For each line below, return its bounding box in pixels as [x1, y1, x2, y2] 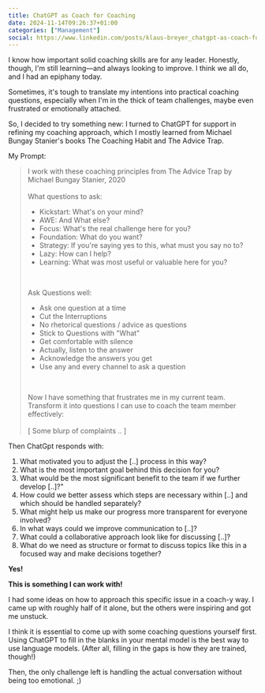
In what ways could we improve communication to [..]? [19, 524, 197, 534]
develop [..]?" [19, 482, 65, 492]
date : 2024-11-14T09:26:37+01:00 [8, 19, 118, 27]
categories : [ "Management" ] [8, 26, 101, 34]
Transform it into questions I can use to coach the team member [27, 401, 237, 410]
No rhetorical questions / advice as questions [39, 320, 188, 330]
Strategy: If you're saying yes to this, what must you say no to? [39, 241, 244, 250]
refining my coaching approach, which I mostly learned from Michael [8, 128, 233, 137]
